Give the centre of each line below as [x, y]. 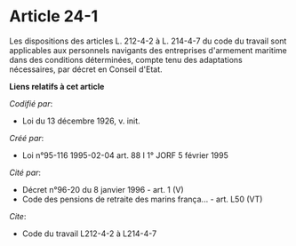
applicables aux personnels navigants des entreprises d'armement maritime [148, 50]
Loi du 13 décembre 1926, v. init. [81, 121]
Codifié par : [31, 103]
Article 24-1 [54, 16]
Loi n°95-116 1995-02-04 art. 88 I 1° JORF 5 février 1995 [125, 155]
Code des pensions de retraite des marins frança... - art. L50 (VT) [142, 199]
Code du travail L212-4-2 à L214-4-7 [89, 234]
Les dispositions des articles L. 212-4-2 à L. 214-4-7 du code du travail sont [148, 41]
